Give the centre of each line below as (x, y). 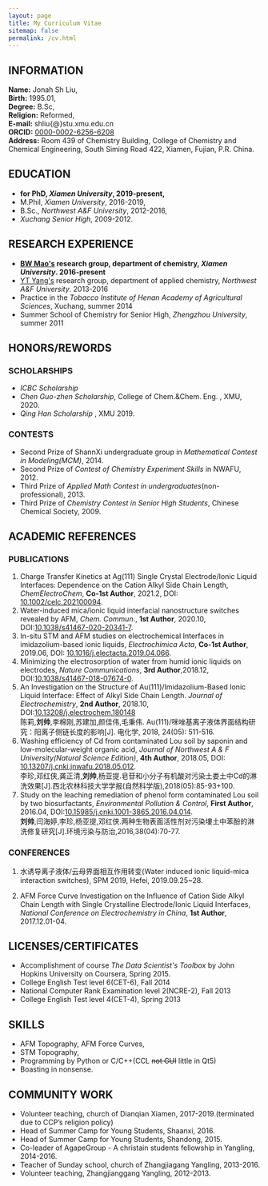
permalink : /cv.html (43, 38)
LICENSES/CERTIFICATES (73, 946)
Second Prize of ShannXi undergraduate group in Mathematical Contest (138, 452)
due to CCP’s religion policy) (66, 1122)
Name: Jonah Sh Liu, (43, 90)
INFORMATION (46, 70)
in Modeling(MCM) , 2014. (62, 460)
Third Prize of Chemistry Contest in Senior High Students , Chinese (129, 503)
